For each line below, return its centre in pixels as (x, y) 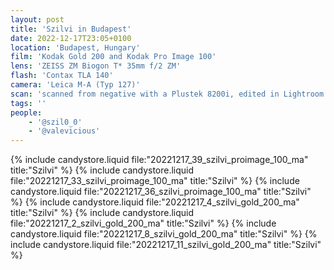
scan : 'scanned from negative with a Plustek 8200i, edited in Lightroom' (169, 94)
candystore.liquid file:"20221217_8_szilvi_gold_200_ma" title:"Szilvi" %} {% (164, 234)
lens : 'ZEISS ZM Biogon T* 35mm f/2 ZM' (96, 66)
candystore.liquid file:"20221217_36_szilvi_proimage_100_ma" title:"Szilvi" (161, 192)
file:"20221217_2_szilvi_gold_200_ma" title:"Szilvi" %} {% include (143, 223)
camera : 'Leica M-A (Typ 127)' (75, 85)
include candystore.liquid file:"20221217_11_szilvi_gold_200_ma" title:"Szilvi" (166, 245)
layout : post (37, 19)
